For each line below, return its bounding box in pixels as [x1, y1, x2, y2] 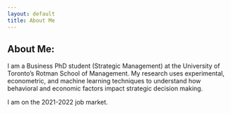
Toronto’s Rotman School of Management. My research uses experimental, [7, 69, 225, 78]
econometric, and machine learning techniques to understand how [7, 77, 201, 85]
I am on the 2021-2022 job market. [7, 98, 108, 107]
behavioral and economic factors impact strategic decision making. [7, 84, 203, 93]
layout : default [7, 10, 55, 18]
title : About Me [7, 17, 55, 24]
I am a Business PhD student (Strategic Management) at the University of [7, 61, 220, 71]
